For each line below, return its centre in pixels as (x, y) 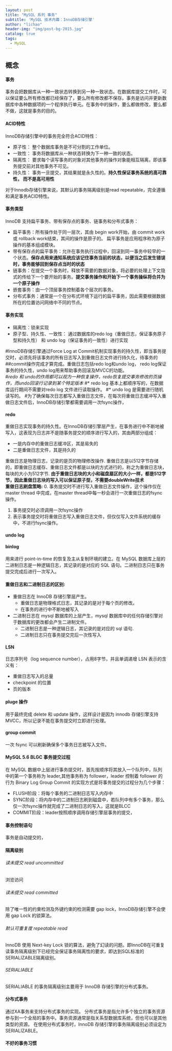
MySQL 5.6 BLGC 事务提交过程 (38, 757)
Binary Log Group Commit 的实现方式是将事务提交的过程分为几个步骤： (90, 782)
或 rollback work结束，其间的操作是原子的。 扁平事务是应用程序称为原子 (89, 238)
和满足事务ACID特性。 (29, 196)
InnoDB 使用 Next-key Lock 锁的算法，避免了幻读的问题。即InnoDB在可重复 (85, 945)
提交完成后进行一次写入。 (32, 571)
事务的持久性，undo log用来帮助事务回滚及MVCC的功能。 (66, 370)
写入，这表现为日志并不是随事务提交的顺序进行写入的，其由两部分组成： (81, 433)
